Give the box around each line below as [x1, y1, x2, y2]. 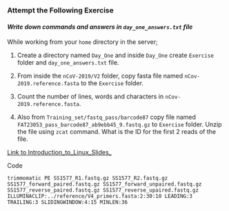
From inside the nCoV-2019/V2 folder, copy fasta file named [17, 71, 183, 80]
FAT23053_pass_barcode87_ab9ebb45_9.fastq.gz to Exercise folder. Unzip [17, 120, 222, 129]
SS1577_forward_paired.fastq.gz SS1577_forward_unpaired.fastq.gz [7, 181, 202, 188]
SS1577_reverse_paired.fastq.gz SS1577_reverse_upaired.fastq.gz [7, 187, 199, 194]
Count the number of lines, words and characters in [17, 92, 164, 101]
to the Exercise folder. [80, 79, 143, 87]
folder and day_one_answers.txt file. [17, 58, 119, 67]
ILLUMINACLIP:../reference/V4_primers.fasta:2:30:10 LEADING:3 [7, 193, 193, 200]
